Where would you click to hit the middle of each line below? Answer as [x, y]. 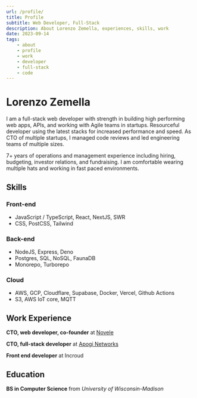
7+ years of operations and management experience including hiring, [91, 156]
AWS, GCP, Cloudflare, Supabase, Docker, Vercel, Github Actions [95, 293]
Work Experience [39, 318]
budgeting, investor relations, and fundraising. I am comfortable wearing [95, 162]
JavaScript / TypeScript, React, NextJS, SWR [70, 217]
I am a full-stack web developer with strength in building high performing [96, 119]
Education [26, 374]
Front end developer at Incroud [45, 356]
